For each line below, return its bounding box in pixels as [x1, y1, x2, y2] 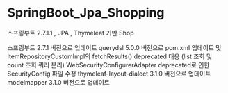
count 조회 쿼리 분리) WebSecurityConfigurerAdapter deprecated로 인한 [7, 60, 210, 69]
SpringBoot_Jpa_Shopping [7, 5, 165, 21]
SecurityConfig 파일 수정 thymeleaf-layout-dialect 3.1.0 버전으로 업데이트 [7, 69, 211, 78]
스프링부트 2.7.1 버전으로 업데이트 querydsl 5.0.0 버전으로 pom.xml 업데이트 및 [7, 43, 222, 51]
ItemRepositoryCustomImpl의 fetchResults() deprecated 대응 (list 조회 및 [7, 52, 213, 60]
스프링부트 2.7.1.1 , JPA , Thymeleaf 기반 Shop [7, 28, 134, 37]
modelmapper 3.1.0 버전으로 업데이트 [7, 78, 110, 86]
